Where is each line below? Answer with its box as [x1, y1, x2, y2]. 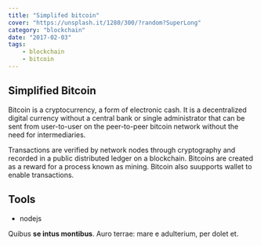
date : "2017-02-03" [8, 33, 72, 42]
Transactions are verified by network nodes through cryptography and [8, 145, 236, 154]
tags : [8, 41, 26, 49]
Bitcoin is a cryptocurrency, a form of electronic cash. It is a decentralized [8, 105, 247, 114]
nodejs [19, 213, 42, 223]
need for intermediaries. [8, 130, 86, 139]
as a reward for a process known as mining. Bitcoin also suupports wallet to [8, 161, 252, 171]
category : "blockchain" [8, 26, 86, 34]
